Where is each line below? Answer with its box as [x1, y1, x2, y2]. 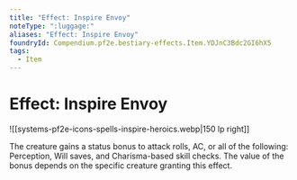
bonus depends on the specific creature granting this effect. [9, 159, 232, 171]
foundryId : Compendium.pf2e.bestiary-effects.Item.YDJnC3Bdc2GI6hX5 [9, 38, 272, 48]
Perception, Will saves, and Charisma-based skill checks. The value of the [9, 150, 284, 161]
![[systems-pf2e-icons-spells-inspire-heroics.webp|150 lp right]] [9, 123, 250, 134]
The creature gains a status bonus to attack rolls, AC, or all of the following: [9, 140, 289, 151]
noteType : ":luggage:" [9, 22, 94, 31]
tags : [9, 47, 30, 56]
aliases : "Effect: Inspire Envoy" [9, 30, 139, 39]
